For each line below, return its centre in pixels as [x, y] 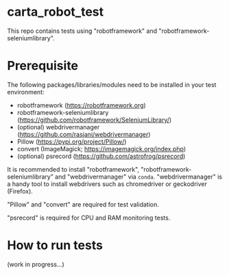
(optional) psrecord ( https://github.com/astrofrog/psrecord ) [101, 156]
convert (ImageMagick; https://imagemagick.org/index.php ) [101, 148]
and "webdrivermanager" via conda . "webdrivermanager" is [138, 176]
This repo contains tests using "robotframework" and [82, 31]
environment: [26, 92]
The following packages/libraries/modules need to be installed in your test [112, 84]
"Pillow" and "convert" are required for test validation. [83, 204]
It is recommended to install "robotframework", [73, 169]
